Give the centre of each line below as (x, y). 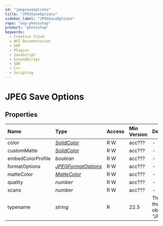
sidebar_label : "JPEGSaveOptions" (40, 18)
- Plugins (19, 50)
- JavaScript (23, 55)
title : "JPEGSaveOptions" (31, 14)
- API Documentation (30, 41)
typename (19, 207)
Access (115, 131)
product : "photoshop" (27, 28)
